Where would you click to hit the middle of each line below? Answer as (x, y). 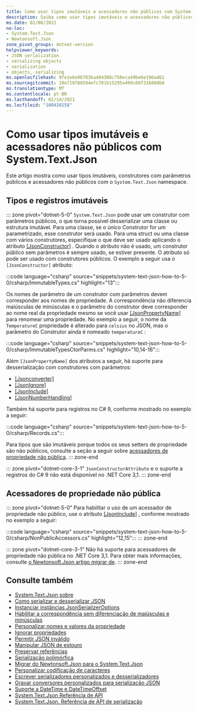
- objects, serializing (35, 72)
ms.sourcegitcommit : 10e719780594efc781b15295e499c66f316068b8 (85, 83)
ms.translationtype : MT (35, 89)
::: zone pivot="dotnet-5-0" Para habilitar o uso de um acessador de (89, 508)
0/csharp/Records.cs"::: (35, 433)
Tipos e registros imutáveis (57, 201)
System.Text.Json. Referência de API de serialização (78, 702)
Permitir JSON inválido (42, 638)
